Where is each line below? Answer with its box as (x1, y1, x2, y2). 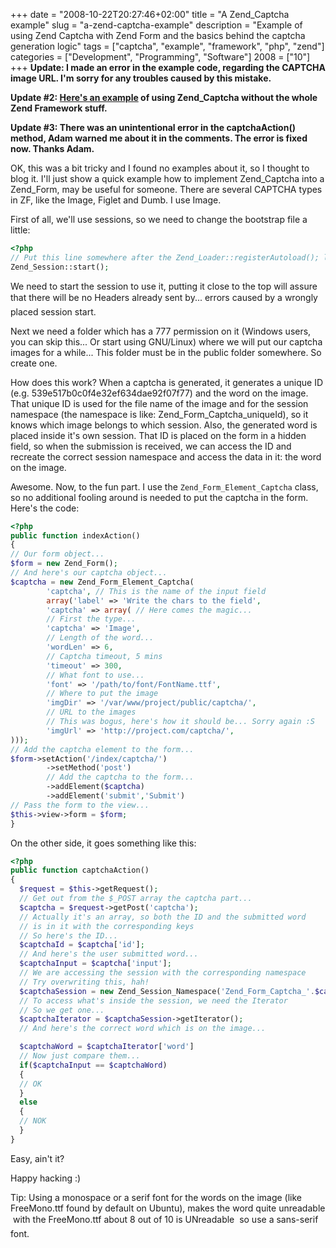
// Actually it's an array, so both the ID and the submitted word (19, 912, 307, 922)
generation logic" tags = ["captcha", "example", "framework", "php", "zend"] (10, 40, 325, 52)
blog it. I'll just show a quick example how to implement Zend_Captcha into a (10, 173, 325, 184)
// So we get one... (19, 1005, 105, 1015)
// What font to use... (46, 670, 145, 680)
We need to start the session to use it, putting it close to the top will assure (10, 280, 318, 292)
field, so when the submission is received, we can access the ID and (10, 440, 292, 452)
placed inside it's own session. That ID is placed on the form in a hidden (10, 429, 307, 441)
